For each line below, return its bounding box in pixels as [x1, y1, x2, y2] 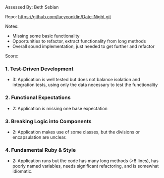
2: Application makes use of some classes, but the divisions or [12, 129, 140, 135]
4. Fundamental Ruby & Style [5, 146, 76, 153]
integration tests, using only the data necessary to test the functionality [12, 82, 158, 88]
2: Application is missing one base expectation [12, 105, 108, 111]
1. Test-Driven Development [5, 65, 74, 72]
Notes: [5, 23, 19, 29]
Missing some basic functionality [12, 33, 80, 39]
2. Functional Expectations [5, 94, 71, 101]
